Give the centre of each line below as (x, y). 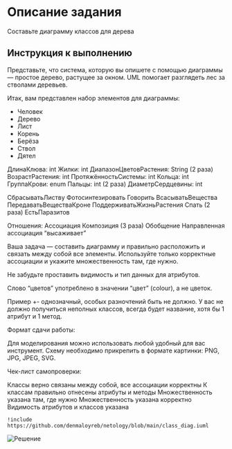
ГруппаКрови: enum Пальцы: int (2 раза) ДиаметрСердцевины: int (105, 184)
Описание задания (64, 12)
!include (20, 420)
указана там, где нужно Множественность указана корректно (99, 399)
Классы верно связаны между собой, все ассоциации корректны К (107, 384)
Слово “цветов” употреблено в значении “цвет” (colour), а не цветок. (110, 288)
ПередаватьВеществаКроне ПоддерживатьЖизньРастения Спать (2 (109, 205)
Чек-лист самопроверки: (44, 371)
